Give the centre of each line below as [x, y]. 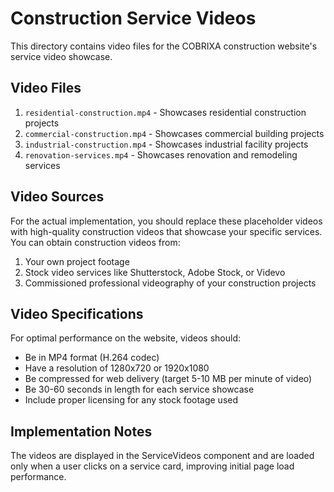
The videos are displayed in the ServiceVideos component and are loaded [162, 456]
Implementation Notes [81, 431]
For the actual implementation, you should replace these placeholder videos [166, 221]
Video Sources [57, 197]
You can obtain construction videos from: [95, 242]
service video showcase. [61, 56]
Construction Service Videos [133, 18]
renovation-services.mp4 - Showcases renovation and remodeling [161, 154]
